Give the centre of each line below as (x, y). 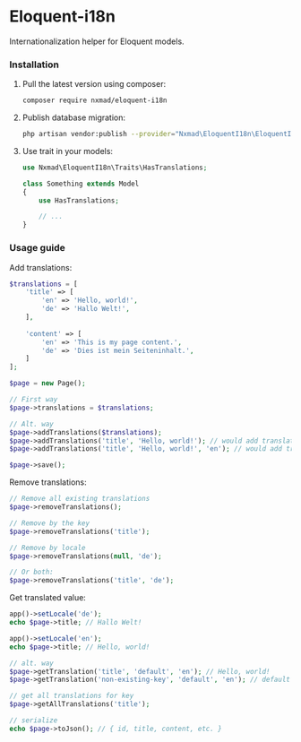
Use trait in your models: (68, 151)
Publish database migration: (74, 117)
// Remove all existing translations (80, 499)
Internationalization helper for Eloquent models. (97, 41)
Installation (34, 65)
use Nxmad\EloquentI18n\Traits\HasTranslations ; (115, 168)
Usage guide (37, 248)
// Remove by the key (50, 523)
